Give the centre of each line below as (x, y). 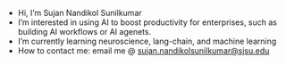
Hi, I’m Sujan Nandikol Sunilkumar (80, 13)
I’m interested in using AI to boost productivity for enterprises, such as (147, 22)
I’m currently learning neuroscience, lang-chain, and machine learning (147, 41)
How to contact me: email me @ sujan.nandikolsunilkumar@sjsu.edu (143, 51)
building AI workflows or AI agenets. (84, 32)
